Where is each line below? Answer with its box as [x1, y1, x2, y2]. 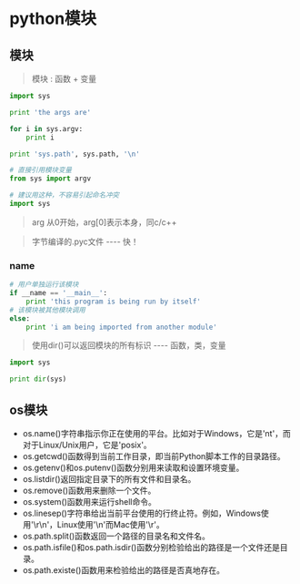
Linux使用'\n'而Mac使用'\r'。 [56, 518, 165, 529]
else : [9, 313, 30, 323]
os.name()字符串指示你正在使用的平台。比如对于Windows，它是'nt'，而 [22, 427, 291, 438]
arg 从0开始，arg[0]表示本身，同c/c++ [31, 216, 177, 228]
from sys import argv [9, 174, 92, 183]
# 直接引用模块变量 [9, 166, 73, 175]
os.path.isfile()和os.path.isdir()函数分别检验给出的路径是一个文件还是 [22, 541, 280, 552]
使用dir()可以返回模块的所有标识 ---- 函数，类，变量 [31, 340, 226, 351]
